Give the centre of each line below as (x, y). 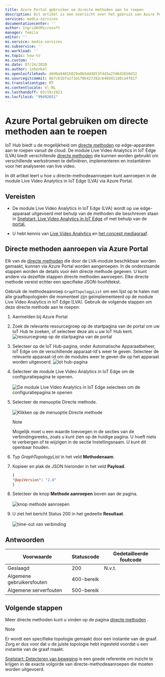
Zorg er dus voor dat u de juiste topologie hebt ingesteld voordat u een (77, 644)
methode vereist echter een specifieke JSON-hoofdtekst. (63, 282)
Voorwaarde (37, 557)
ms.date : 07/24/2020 (26, 65)
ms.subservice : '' (24, 46)
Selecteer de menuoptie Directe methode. (55, 402)
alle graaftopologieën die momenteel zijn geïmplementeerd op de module (79, 297)
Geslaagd (19, 568)
